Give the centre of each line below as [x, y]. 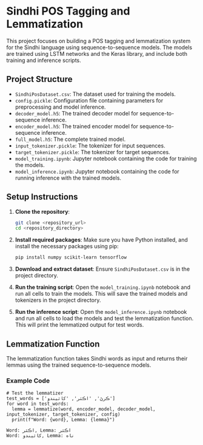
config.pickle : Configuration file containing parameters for [89, 100]
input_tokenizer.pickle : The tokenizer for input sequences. [90, 145]
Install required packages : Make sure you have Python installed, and [101, 240]
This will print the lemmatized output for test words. [79, 325]
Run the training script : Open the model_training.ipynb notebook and [103, 287]
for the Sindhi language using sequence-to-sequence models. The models [99, 47]
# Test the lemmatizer [35, 393]
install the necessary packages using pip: [67, 246]
